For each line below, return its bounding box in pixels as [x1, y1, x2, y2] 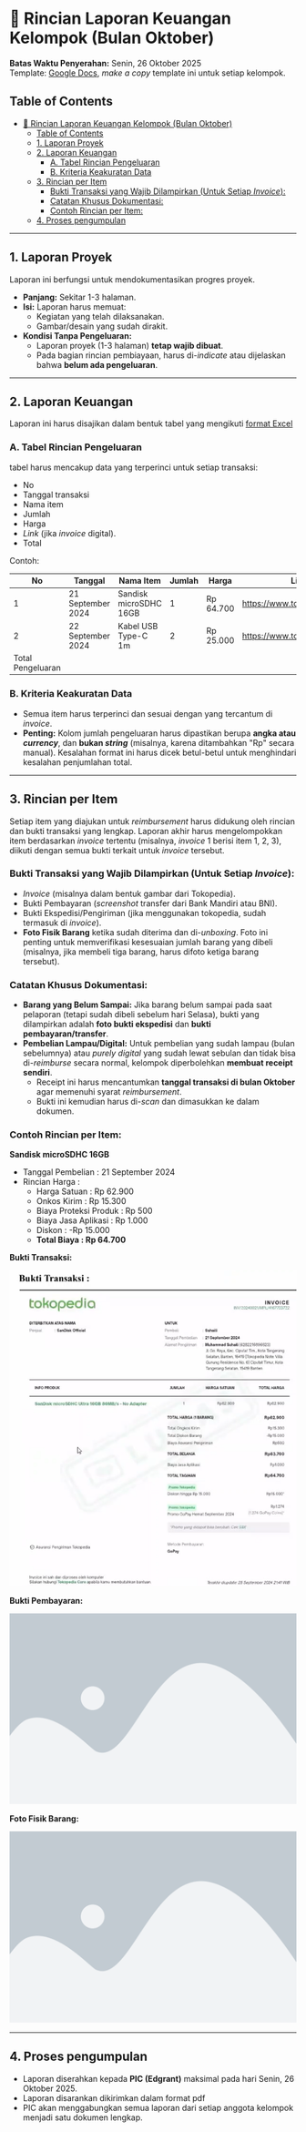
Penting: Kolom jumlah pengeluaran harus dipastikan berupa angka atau [22, 728, 297, 739]
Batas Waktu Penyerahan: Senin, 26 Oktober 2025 [9, 57, 202, 68]
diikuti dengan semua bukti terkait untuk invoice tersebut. [9, 844, 225, 855]
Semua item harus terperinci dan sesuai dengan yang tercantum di [22, 708, 273, 719]
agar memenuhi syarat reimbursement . [36, 1086, 182, 1097]
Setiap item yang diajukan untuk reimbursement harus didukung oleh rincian [9, 815, 296, 827]
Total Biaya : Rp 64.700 [36, 1234, 127, 1246]
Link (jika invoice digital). [22, 527, 117, 538]
